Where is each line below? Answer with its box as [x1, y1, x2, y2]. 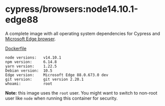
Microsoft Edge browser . [5, 36, 56, 42]
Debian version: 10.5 [5, 68, 52, 73]
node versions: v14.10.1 [5, 55, 61, 60]
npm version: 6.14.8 [5, 59, 57, 64]
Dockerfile [5, 45, 26, 51]
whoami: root [5, 81, 52, 86]
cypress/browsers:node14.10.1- [5, 3, 138, 15]
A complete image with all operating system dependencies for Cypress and [5, 30, 160, 36]
